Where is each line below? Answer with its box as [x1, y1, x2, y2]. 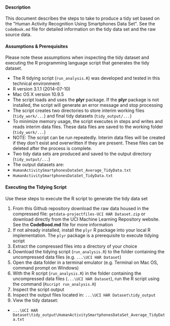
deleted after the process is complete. [12, 145, 92, 152]
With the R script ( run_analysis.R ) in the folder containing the [12, 270, 142, 276]
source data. [5, 32, 32, 38]
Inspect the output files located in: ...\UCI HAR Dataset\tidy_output [12, 291, 156, 298]
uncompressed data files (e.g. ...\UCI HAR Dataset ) [12, 254, 122, 260]
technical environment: [12, 80, 61, 86]
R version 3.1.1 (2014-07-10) [12, 86, 71, 92]
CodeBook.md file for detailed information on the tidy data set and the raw [5, 26, 156, 33]
